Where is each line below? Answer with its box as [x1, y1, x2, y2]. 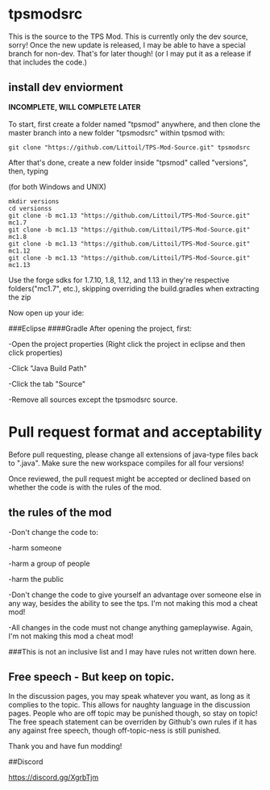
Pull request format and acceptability [8, 423, 263, 441]
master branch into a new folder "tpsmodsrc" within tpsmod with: [8, 127, 226, 137]
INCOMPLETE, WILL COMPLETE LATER [8, 102, 141, 111]
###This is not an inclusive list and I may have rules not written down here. [8, 646, 257, 656]
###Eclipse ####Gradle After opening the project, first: [8, 324, 192, 333]
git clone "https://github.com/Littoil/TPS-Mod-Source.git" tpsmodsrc [8, 143, 251, 152]
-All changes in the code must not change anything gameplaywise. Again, [8, 622, 253, 632]
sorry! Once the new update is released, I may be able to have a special [8, 40, 246, 49]
